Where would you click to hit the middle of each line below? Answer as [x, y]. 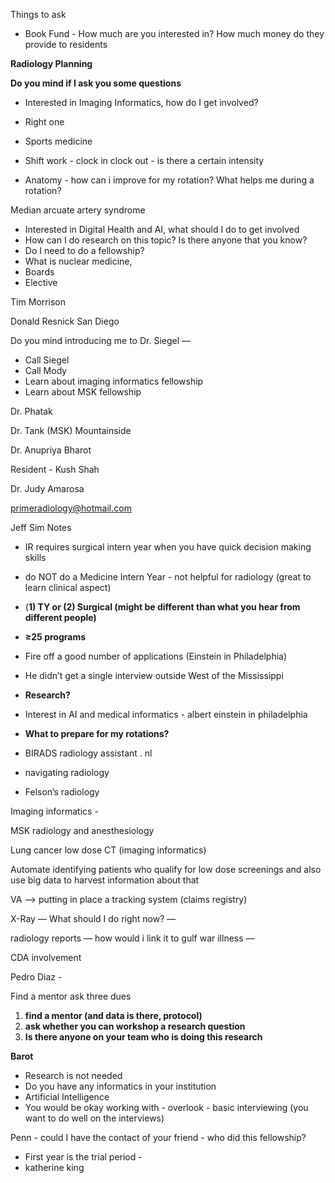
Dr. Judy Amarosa [47, 488]
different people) [60, 617]
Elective [41, 282]
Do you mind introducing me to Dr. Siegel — [101, 340]
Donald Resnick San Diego [65, 321]
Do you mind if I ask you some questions [96, 83]
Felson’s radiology [62, 792]
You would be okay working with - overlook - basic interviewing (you [166, 1107]
